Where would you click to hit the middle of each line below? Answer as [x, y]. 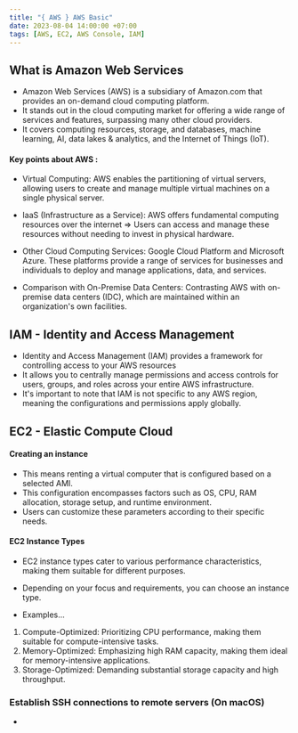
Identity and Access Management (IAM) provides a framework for [142, 356]
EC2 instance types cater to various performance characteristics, [142, 561]
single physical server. [63, 198]
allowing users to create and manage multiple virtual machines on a [145, 189]
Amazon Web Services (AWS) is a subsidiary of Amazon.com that [142, 92]
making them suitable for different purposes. [104, 570]
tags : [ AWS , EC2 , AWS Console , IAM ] [77, 34]
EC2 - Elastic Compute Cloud [91, 432]
